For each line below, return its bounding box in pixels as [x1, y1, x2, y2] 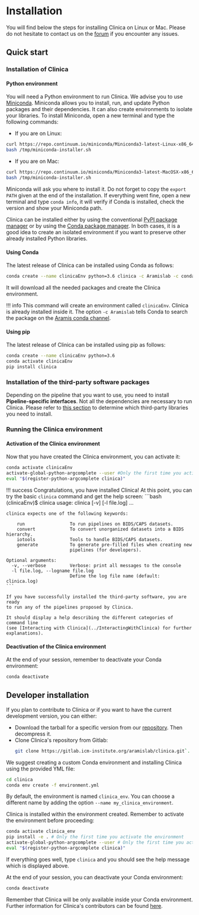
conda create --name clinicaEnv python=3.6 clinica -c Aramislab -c [6, 273, 179, 279]
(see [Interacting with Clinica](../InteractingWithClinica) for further [6, 625, 192, 631]
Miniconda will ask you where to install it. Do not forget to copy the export [6, 185, 187, 193]
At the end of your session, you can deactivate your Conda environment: [6, 873, 184, 881]
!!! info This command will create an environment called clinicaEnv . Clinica [6, 302, 188, 309]
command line [6, 620, 38, 625]
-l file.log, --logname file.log [11, 568, 94, 574]
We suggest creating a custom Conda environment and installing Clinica [6, 759, 182, 766]
